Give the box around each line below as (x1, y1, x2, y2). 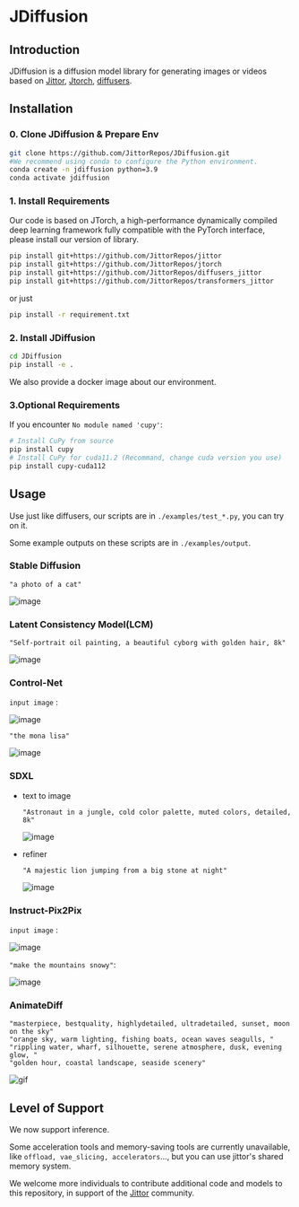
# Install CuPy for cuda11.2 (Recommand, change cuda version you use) (9, 453, 282, 462)
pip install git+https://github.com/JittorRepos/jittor (9, 251, 222, 261)
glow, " (9, 1051, 38, 1060)
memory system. (9, 1160, 72, 1172)
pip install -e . (9, 361, 74, 370)
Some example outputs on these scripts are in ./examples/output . (9, 537, 252, 548)
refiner (21, 848, 47, 859)
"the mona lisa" (9, 731, 70, 741)
